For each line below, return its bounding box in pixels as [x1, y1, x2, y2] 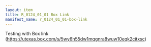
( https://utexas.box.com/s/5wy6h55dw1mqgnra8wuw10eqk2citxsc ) [5, 36, 146, 42]
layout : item [5, 7, 33, 13]
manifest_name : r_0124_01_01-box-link [5, 17, 87, 22]
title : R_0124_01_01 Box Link [5, 12, 70, 17]
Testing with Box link [5, 31, 49, 37]
